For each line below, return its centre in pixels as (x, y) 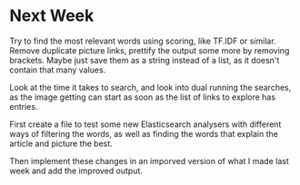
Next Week (52, 16)
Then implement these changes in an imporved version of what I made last (149, 161)
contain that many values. (58, 70)
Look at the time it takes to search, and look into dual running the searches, (150, 87)
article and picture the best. (61, 143)
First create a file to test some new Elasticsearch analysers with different (145, 124)
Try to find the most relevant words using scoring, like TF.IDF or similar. (143, 41)
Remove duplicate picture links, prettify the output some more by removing (150, 50)
